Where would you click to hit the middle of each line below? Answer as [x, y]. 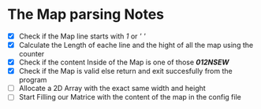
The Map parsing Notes [86, 15]
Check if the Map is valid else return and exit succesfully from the [126, 71]
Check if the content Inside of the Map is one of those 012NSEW [124, 62]
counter [32, 54]
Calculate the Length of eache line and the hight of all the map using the [136, 45]
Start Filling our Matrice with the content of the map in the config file [130, 97]
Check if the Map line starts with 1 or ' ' [82, 36]
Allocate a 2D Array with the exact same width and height [112, 89]
